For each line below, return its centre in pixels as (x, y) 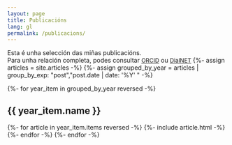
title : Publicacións (37, 20)
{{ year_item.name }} (54, 110)
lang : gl (20, 26)
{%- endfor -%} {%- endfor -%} (53, 135)
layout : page (26, 14)
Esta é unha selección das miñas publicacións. (74, 53)
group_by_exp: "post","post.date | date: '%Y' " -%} (80, 75)
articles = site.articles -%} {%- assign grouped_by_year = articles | (103, 68)
